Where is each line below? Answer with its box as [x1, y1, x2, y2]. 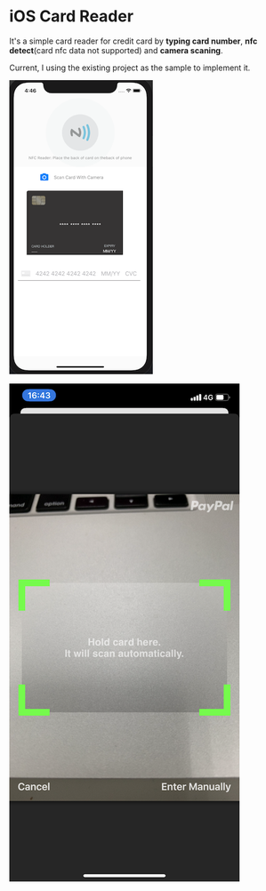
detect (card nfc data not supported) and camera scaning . [9, 44, 224, 55]
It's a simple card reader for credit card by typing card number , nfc [9, 36, 258, 46]
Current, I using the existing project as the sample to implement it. [9, 62, 251, 73]
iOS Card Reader [9, 6, 134, 27]
